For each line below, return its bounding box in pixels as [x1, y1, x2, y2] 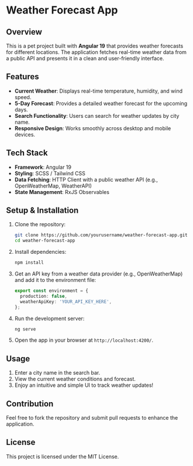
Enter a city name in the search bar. [14, 369, 101, 376]
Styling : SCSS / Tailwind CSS [14, 169, 86, 176]
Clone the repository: [14, 221, 66, 228]
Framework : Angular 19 [14, 164, 72, 171]
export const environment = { [14, 288, 89, 294]
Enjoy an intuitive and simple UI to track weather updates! [14, 382, 154, 389]
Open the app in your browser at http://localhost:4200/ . [14, 336, 154, 343]
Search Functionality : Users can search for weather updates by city [14, 112, 180, 119]
